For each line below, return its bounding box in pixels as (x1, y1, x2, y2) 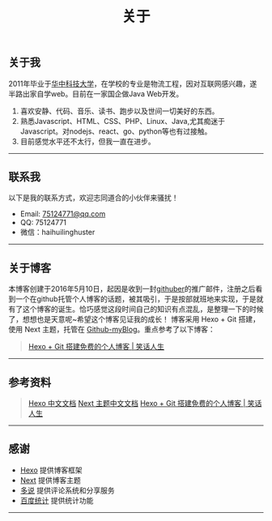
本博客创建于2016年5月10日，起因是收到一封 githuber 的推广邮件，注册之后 (8, 284, 256, 294)
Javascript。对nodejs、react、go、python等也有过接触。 (19, 126, 212, 136)
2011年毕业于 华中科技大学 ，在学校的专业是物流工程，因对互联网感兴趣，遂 (8, 79, 257, 88)
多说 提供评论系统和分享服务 (19, 485, 115, 495)
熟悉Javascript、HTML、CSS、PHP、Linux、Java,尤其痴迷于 (19, 116, 225, 126)
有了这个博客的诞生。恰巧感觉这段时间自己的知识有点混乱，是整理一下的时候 (8, 305, 264, 314)
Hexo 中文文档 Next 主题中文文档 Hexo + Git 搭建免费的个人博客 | (28, 399, 246, 408)
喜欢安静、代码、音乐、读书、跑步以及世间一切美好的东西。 (19, 106, 219, 116)
